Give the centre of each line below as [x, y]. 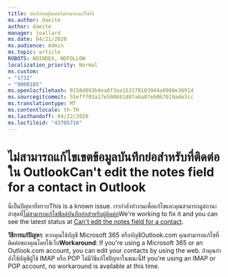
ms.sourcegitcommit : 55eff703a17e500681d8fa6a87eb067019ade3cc [101, 97]
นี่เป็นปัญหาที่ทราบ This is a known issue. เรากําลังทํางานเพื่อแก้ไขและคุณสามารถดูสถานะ [113, 206]
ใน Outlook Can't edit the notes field [111, 172]
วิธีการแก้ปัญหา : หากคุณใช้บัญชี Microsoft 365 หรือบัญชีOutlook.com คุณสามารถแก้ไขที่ [114, 235]
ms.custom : [23, 71]
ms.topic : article [34, 52]
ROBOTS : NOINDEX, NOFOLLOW [47, 59]
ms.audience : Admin [36, 46]
